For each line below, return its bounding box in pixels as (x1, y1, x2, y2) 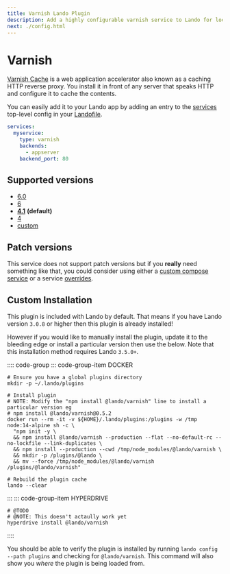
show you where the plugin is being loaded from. (7, 560, 145, 567)
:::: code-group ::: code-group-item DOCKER (7, 361, 133, 369)
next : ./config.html (7, 23, 66, 29)
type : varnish (19, 136, 60, 143)
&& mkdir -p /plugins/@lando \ (13, 452, 103, 459)
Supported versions (7, 174, 94, 186)
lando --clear (7, 482, 48, 489)
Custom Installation (7, 294, 92, 306)
